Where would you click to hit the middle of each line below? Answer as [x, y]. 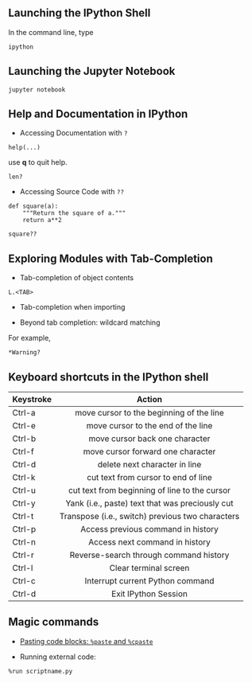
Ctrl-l [23, 568]
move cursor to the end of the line [149, 426]
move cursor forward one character [149, 451]
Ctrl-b [24, 439]
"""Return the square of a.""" [74, 213]
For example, [30, 338]
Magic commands [54, 622]
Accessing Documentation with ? [74, 133]
